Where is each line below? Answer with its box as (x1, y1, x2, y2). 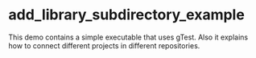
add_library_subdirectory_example (8, 6, 246, 24)
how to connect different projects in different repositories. (8, 40, 200, 50)
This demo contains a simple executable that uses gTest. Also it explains (8, 32, 248, 42)
